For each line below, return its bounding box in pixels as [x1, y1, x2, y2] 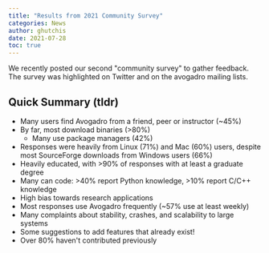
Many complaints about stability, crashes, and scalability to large [19, 210, 234, 219]
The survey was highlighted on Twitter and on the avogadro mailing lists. [8, 72, 249, 82]
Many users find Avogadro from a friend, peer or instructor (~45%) [19, 116, 243, 126]
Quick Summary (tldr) [8, 95, 119, 109]
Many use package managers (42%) [31, 133, 153, 143]
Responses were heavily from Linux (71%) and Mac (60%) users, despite [19, 142, 261, 151]
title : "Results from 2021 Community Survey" [8, 11, 163, 20]
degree [19, 167, 44, 177]
